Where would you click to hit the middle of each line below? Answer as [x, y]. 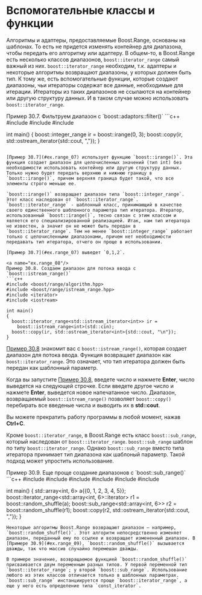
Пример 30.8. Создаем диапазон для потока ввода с [71, 268]
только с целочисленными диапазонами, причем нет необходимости [89, 237]
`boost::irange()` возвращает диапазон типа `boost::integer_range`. [96, 194]
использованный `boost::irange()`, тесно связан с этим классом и [91, 215]
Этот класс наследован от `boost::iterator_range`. [72, 199]
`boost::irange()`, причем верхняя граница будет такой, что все [90, 178]
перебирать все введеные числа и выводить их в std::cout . [83, 405]
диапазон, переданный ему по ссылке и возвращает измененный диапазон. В [101, 538]
